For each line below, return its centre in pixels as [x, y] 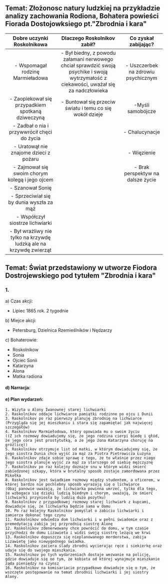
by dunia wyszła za [31, 202]
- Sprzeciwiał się [31, 196]
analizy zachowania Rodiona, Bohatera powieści [82, 16]
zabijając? [141, 44]
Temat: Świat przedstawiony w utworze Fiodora [81, 268]
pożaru [30, 159]
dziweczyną [31, 118]
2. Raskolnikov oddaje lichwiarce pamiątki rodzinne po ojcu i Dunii [79, 414]
